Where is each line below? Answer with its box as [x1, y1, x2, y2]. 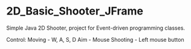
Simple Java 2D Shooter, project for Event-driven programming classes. [6, 24, 186, 31]
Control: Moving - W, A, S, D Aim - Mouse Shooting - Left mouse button [6, 36, 184, 43]
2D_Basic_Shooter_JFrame [6, 4, 144, 18]
